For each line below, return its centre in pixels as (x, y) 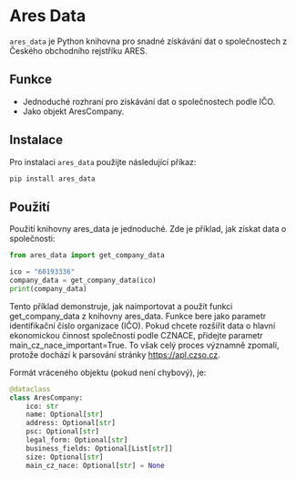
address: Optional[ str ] (71, 423)
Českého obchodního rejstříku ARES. (78, 50)
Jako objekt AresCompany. (73, 111)
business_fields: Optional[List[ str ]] (99, 448)
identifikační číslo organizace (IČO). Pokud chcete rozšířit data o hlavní (143, 326)
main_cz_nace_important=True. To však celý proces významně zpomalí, (144, 345)
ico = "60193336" (42, 272)
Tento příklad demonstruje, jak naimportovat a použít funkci (121, 306)
